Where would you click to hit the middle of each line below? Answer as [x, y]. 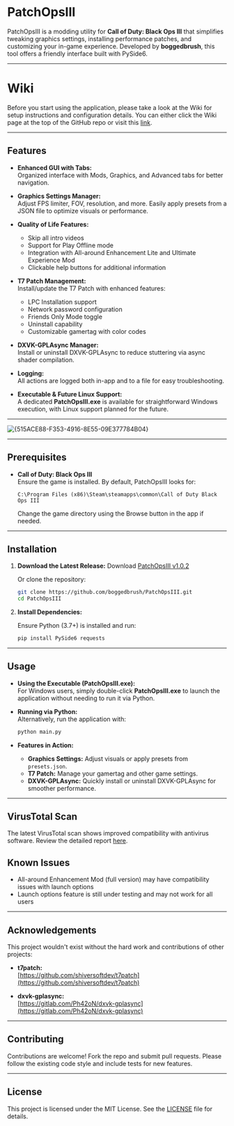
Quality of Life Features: [53, 224]
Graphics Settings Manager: [59, 196]
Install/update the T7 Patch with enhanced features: [91, 288]
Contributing [36, 1039]
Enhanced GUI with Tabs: [54, 167]
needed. [29, 520]
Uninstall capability [55, 324]
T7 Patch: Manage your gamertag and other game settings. [113, 773]
